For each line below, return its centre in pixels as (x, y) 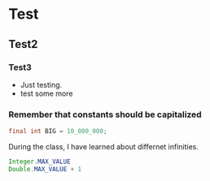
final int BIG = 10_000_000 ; (58, 131)
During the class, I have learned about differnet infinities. (104, 147)
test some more (46, 93)
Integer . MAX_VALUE (39, 162)
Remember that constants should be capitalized (105, 114)
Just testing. (41, 84)
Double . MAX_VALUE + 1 (45, 169)
